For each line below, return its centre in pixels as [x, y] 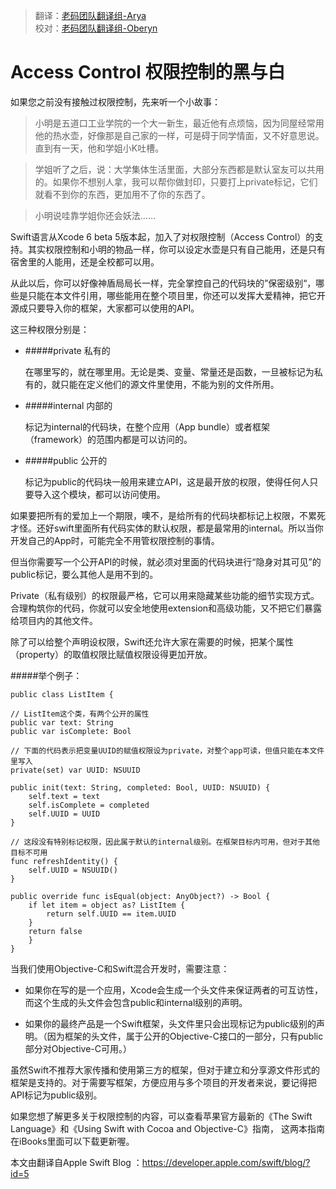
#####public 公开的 [66, 460]
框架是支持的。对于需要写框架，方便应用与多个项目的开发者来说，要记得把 [163, 1082]
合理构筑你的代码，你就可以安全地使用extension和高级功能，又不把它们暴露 [166, 608]
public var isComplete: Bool [71, 731]
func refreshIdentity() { [64, 861]
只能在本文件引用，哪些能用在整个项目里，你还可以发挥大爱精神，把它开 [176, 295]
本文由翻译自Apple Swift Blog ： [76, 1162]
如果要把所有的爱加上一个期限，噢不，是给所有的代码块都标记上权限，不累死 [168, 515]
